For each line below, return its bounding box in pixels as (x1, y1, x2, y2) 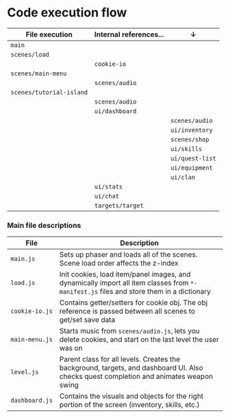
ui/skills (170, 145, 203, 152)
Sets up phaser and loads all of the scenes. (59, 250, 198, 259)
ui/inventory (170, 126, 214, 134)
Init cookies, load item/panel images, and (59, 270, 191, 279)
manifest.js (59, 288, 99, 296)
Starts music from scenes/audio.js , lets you (59, 326, 200, 336)
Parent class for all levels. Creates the (59, 355, 180, 364)
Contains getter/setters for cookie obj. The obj (59, 298, 208, 307)
